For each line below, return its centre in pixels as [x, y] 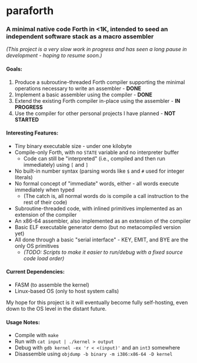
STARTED [27, 119]
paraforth [30, 11]
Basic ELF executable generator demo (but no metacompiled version [98, 227]
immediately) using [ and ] [56, 164]
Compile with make [36, 335]
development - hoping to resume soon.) [54, 56]
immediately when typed [44, 190]
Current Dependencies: [35, 272]
